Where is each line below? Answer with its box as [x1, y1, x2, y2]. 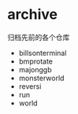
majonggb [18, 64, 52, 74]
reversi [18, 81, 42, 91]
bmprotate [18, 57, 53, 66]
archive [7, 6, 58, 24]
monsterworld [18, 73, 65, 83]
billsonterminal [18, 48, 67, 57]
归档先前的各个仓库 [7, 32, 70, 42]
